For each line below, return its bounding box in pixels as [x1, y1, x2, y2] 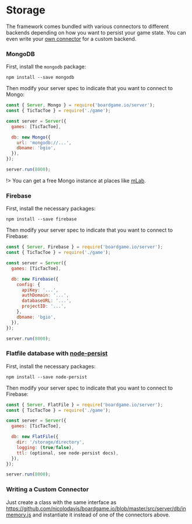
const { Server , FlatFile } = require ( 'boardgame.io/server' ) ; [6, 402, 163, 408]
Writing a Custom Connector [6, 485, 89, 494]
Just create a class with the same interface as [6, 498, 117, 506]
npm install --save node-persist [6, 374, 88, 380]
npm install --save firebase [6, 216, 77, 222]
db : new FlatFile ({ [11, 434, 59, 440]
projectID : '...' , [21, 304, 67, 309]
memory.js [6, 511, 32, 518]
